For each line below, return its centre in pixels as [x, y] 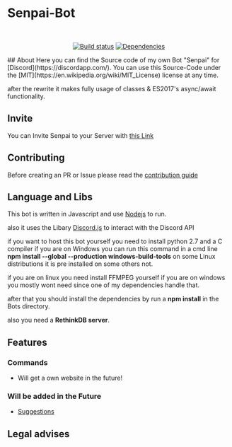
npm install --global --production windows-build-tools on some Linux [111, 257]
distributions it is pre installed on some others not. [80, 264]
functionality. [27, 96]
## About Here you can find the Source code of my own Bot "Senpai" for [114, 60]
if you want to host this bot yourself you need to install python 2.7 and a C [115, 241]
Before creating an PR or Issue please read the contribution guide [103, 175]
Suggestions [36, 412]
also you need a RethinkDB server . [58, 320]
